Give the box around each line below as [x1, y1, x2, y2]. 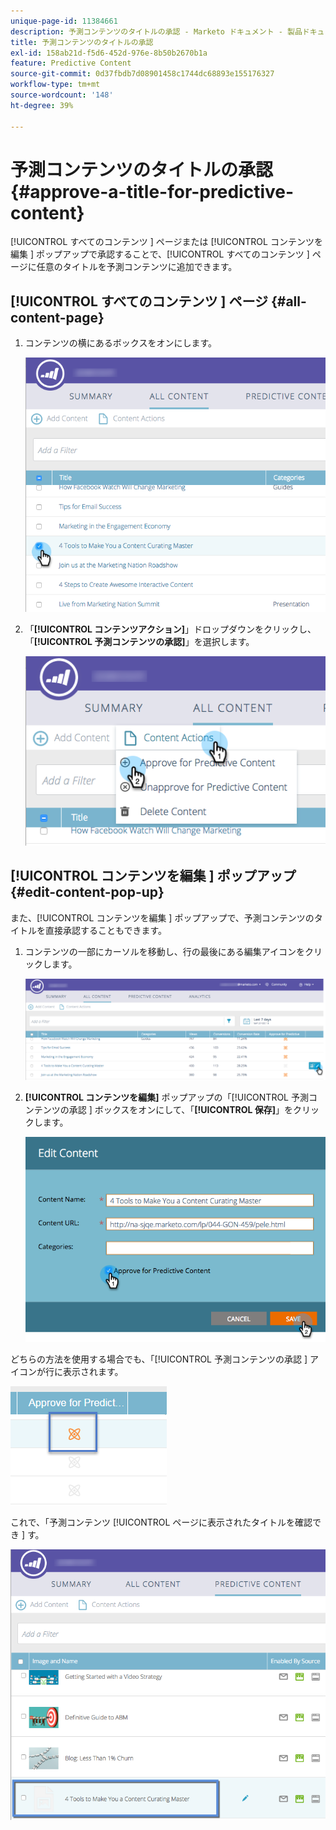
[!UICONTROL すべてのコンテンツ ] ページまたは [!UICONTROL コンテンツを [10, 236, 323, 248]
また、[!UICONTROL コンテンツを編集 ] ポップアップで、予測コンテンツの [10, 911, 315, 924]
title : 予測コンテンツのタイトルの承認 [10, 37, 154, 47]
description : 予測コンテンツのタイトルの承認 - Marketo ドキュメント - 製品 [10, 26, 303, 37]
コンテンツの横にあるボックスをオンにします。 [24, 337, 217, 349]
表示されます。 [62, 1366, 124, 1378]
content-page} [10, 309, 105, 326]
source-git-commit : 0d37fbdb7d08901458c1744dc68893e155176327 [10, 69, 275, 79]
